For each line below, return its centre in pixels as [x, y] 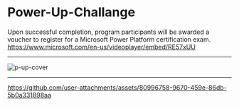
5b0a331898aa [30, 95]
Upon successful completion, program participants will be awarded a [108, 32]
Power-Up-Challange [71, 12]
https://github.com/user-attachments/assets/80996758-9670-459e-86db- [117, 87]
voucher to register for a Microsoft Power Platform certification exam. [109, 39]
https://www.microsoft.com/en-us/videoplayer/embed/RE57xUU [101, 47]
